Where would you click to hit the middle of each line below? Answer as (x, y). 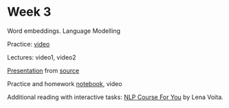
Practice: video (29, 44)
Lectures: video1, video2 (42, 57)
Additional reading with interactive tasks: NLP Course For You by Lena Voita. (115, 97)
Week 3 (29, 12)
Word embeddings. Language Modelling (64, 31)
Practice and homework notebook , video (65, 83)
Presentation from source (43, 70)
